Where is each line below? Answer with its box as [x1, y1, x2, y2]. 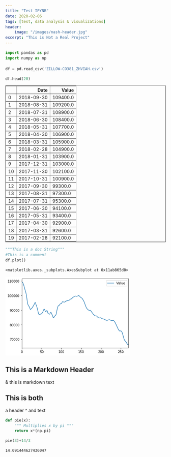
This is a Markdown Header [5, 365, 94, 374]
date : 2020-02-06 [5, 13, 42, 19]
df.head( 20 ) [5, 76, 31, 81]
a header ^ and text [5, 407, 46, 413]
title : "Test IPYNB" [5, 8, 49, 13]
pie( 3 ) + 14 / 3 [5, 438, 31, 443]
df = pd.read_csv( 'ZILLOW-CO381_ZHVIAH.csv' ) [5, 66, 103, 71]
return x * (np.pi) [14, 429, 51, 434]
